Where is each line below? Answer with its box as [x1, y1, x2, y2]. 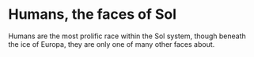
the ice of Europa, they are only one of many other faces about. [8, 39, 215, 48]
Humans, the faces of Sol [8, 5, 176, 23]
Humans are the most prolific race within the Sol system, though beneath [8, 31, 247, 41]
